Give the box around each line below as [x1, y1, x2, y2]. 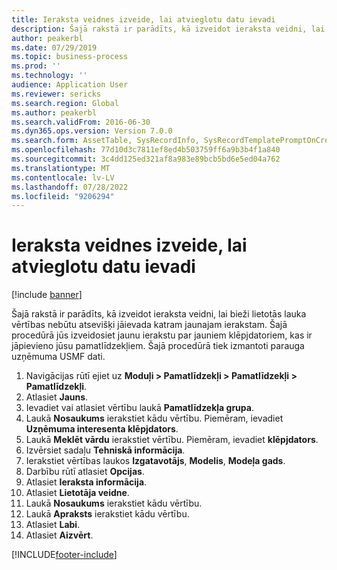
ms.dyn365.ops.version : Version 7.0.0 [11, 126, 173, 136]
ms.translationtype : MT [11, 163, 111, 173]
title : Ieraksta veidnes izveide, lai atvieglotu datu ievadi [11, 14, 276, 25]
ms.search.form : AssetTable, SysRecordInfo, [11, 136, 200, 146]
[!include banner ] [11, 289, 83, 301]
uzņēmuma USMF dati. [11, 351, 106, 363]
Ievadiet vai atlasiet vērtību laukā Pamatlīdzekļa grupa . [25, 402, 254, 414]
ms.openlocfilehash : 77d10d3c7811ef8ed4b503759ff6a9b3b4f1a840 [11, 145, 281, 155]
